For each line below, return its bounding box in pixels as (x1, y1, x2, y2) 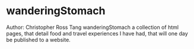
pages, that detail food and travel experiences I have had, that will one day (6, 30, 188, 37)
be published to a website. (6, 36, 71, 43)
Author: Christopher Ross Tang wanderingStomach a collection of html (6, 24, 179, 31)
